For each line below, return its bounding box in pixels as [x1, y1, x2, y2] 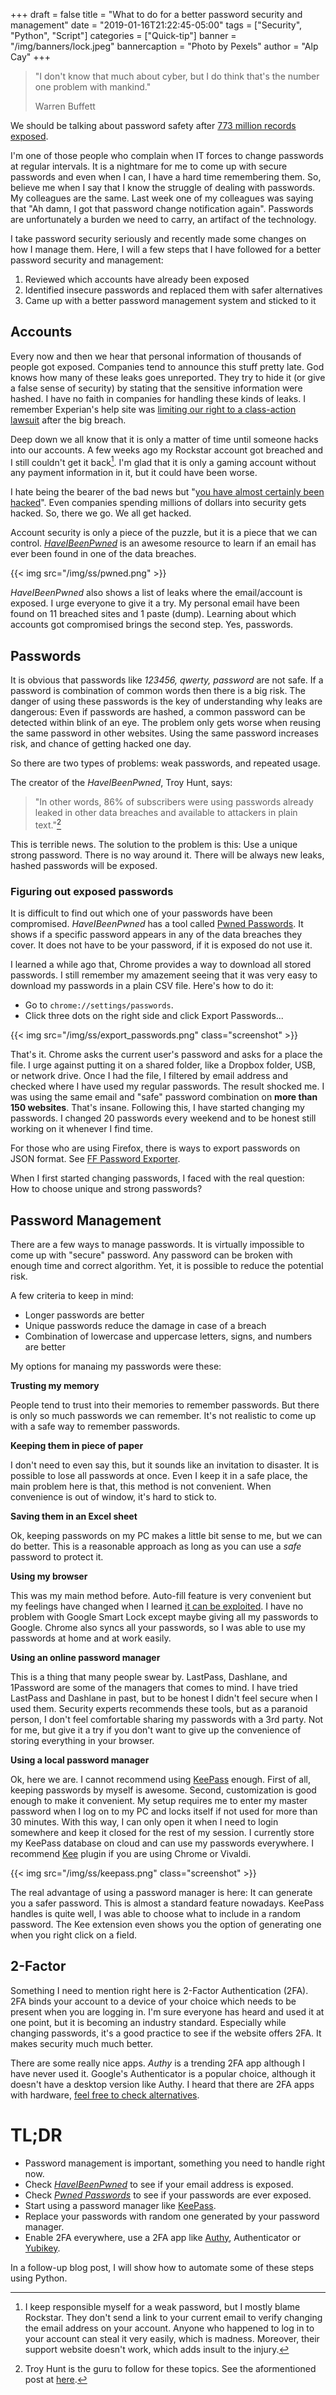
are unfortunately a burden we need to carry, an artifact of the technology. [10, 214, 317, 225]
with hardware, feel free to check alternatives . [10, 2089, 200, 2101]
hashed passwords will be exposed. [10, 859, 158, 871]
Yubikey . [24, 2242, 61, 2254]
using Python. [10, 2272, 68, 2284]
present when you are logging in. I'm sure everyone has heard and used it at [10, 2005, 325, 2018]
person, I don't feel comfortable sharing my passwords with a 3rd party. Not [10, 1714, 324, 1726]
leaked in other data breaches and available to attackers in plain [34, 807, 298, 819]
